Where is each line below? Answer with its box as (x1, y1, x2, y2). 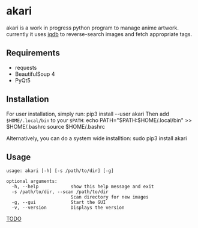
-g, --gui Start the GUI (11, 200, 106, 206)
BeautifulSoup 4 (14, 70, 55, 78)
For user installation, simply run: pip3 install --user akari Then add (6, 110, 169, 117)
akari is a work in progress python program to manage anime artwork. (6, 24, 179, 31)
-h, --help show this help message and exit (11, 183, 154, 190)
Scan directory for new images (70, 194, 149, 200)
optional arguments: (6, 179, 58, 185)
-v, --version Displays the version (11, 205, 125, 211)
